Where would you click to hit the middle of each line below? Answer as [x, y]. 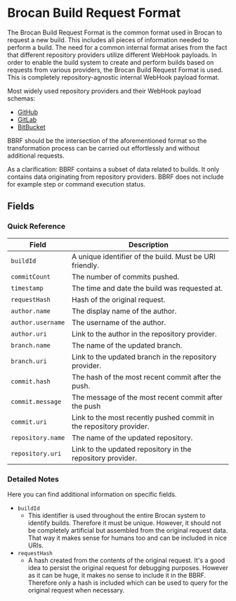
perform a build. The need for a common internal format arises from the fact [117, 47]
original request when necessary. [76, 590]
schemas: [21, 98]
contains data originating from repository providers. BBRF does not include [116, 177]
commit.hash [31, 381]
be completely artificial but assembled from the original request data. [128, 530]
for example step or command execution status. [77, 184]
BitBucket [31, 127]
